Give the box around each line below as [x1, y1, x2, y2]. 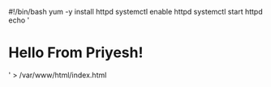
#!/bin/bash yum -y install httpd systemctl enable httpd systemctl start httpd [8, 7, 263, 16]
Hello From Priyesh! [8, 43, 144, 62]
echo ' [8, 15, 30, 25]
